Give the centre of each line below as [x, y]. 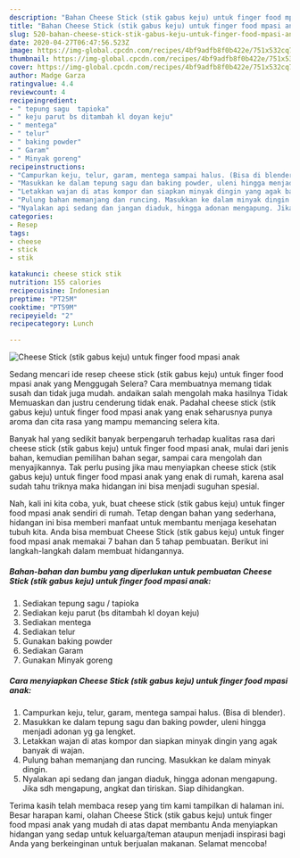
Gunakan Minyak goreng [67, 660]
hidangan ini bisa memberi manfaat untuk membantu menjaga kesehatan [143, 523]
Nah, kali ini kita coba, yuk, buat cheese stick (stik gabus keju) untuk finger [147, 504]
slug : [19, 34]
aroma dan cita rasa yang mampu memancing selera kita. [115, 422]
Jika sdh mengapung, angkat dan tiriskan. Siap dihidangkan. [133, 788]
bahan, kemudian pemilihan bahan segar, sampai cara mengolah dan [136, 458]
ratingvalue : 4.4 [42, 84]
